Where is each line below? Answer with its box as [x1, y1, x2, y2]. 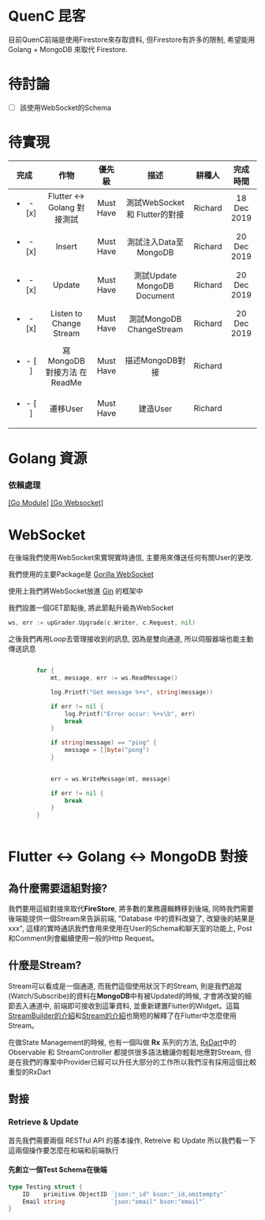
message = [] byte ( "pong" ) [64, 747, 150, 754]
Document [136, 290, 175, 301]
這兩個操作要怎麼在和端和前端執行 [8, 1145, 119, 1155]
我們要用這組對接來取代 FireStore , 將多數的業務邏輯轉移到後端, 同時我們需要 [8, 904, 255, 914]
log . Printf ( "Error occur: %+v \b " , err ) [64, 709, 196, 718]
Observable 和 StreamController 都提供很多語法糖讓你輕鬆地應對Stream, [8, 1047, 243, 1057]
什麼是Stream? [8, 959, 82, 972]
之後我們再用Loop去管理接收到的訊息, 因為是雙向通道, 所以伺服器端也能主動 [8, 634, 254, 644]
